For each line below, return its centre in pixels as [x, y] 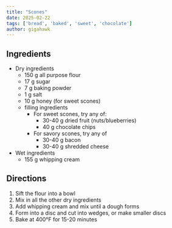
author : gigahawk [28, 29]
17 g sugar [37, 82]
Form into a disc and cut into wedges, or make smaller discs [91, 213]
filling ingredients [46, 108]
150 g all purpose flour [52, 75]
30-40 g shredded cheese [76, 147]
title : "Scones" [27, 12]
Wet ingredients [35, 153]
